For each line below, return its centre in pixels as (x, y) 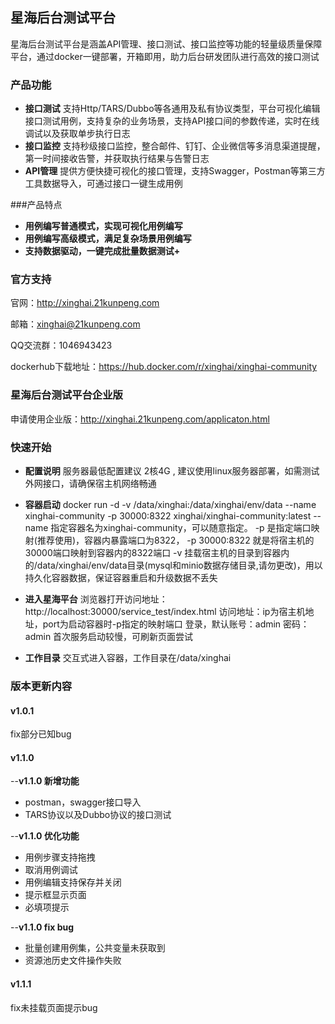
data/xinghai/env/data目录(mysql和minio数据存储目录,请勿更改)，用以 (179, 565)
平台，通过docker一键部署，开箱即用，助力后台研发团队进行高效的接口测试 (165, 56)
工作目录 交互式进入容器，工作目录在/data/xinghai (128, 657)
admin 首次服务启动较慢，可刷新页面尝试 (109, 636)
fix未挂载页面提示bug (54, 1007)
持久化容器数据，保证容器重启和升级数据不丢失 (121, 577)
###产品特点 (36, 205)
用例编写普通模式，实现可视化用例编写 (103, 226)
